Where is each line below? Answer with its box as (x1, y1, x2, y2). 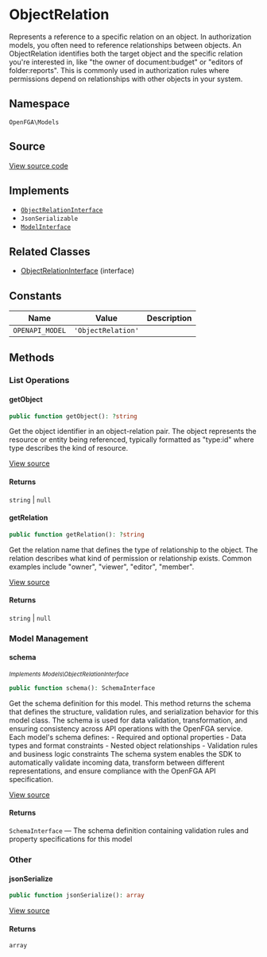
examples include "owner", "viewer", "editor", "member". (9, 562, 195, 571)
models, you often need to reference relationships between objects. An (9, 40, 242, 49)
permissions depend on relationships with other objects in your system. (9, 74, 243, 83)
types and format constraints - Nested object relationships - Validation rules (9, 741, 258, 750)
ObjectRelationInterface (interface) (20, 266, 134, 276)
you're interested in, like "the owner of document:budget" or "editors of (9, 57, 243, 67)
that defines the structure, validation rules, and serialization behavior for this (9, 707, 259, 716)
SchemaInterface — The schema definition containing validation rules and (9, 826, 249, 835)
